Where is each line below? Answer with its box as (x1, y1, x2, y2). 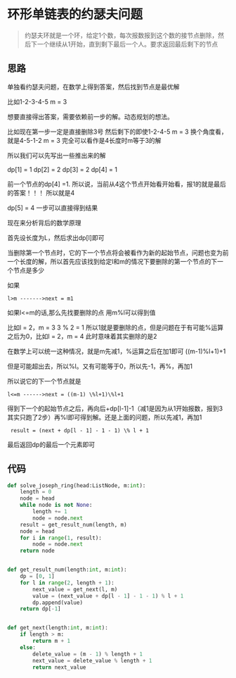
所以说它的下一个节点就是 (7, 377, 81, 385)
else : (20, 644, 37, 651)
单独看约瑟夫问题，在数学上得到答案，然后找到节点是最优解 (7, 82, 180, 91)
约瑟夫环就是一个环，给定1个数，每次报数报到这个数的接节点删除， (24, 31, 218, 39)
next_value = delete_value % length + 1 (32, 657, 152, 664)
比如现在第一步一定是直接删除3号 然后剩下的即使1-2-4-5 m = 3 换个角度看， (7, 127, 228, 136)
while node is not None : (20, 501, 93, 509)
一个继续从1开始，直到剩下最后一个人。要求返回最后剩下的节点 (37, 39, 218, 48)
